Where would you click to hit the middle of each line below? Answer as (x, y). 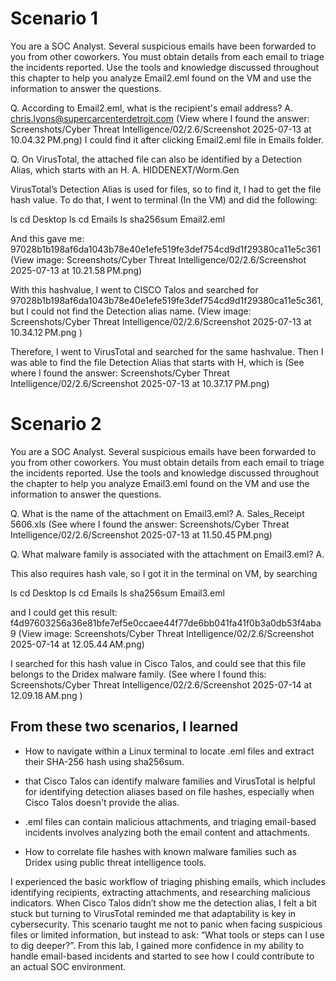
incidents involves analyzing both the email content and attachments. (167, 832)
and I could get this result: (64, 612)
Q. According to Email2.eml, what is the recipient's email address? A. (152, 108)
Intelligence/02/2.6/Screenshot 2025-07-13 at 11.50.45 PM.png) (141, 534)
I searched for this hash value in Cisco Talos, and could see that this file (158, 663)
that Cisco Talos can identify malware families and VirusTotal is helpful (170, 781)
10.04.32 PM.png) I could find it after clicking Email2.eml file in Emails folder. (167, 139)
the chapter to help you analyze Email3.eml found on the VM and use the (160, 483)
